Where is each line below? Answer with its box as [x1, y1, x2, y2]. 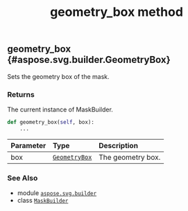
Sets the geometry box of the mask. [7, 72, 110, 80]
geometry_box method [49, 4, 184, 20]
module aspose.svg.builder [17, 188, 97, 197]
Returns [7, 89, 35, 99]
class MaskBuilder [17, 196, 69, 204]
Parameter [10, 140, 46, 150]
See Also [7, 173, 38, 183]
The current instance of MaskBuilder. [7, 105, 113, 113]
